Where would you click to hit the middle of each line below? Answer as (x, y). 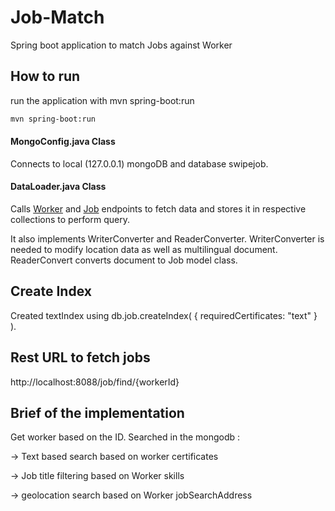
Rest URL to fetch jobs (80, 357)
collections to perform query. (70, 220)
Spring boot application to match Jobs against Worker (121, 45)
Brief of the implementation (97, 413)
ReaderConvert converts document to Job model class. (124, 260)
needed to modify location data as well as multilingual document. (144, 250)
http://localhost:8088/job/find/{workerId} (95, 382)
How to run (45, 76)
